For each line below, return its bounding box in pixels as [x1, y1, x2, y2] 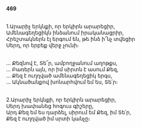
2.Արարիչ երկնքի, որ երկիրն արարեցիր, [6, 96, 116, 103]
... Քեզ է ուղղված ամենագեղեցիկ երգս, [6, 72, 113, 79]
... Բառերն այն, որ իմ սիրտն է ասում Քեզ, [6, 66, 119, 73]
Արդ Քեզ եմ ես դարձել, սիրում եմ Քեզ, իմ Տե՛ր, [6, 109, 132, 116]
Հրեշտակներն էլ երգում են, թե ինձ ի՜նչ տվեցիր [6, 36, 136, 42]
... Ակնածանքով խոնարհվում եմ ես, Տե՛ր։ [6, 78, 118, 85]
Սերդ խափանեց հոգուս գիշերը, [6, 103, 94, 109]
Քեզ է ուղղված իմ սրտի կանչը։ [6, 115, 90, 122]
